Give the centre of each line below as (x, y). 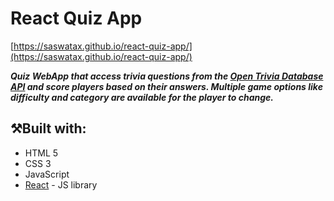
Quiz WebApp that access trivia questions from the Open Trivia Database (167, 76)
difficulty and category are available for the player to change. (142, 97)
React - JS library (61, 184)
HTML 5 (41, 153)
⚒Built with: (48, 128)
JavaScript (47, 174)
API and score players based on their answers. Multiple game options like (166, 86)
